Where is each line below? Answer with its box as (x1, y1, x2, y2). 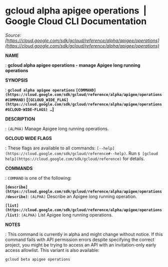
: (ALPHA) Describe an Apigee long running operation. (27, 193, 137, 199)
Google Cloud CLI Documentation (5, 15, 147, 27)
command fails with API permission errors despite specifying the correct (5, 236, 154, 242)
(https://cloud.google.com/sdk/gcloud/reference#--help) (5, 151, 126, 156)
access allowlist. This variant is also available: (5, 247, 99, 253)
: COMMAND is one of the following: (5, 175, 71, 181)
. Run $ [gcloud (125, 150, 158, 156)
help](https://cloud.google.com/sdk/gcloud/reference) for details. (5, 155, 145, 161)
